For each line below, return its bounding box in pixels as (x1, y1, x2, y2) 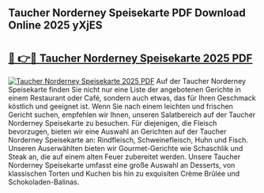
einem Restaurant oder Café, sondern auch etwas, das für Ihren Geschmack (8, 93, 257, 102)
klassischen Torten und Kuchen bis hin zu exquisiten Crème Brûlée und (8, 169, 240, 178)
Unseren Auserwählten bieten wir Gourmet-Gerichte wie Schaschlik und (8, 144, 243, 153)
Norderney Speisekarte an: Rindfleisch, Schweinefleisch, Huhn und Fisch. (8, 135, 249, 145)
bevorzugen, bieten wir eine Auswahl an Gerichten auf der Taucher (8, 127, 227, 136)
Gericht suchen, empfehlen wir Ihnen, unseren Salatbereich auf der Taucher (8, 110, 256, 119)
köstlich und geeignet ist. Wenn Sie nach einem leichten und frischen (8, 102, 233, 111)
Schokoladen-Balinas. (8, 177, 80, 187)
